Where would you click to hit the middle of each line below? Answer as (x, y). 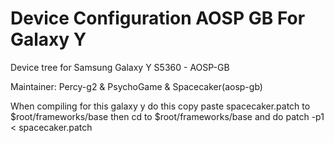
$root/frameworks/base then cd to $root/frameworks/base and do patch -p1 (167, 116)
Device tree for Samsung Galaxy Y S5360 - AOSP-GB (120, 67)
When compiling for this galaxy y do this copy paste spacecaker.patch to (160, 106)
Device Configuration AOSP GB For (158, 18)
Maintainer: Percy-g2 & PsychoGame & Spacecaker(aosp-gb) (136, 86)
